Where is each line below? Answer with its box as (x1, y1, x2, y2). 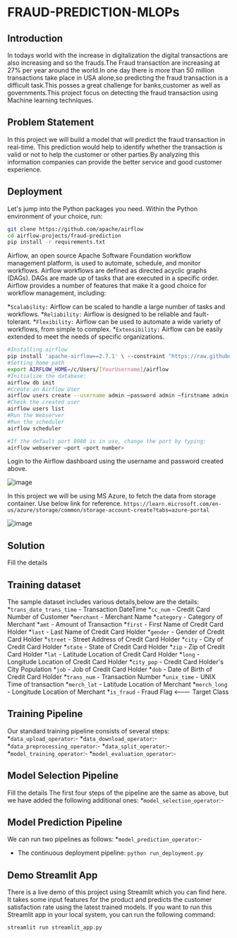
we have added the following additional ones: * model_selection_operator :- (7, 795, 224, 805)
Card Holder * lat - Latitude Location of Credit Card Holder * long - (7, 650, 200, 659)
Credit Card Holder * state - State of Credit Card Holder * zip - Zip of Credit (7, 643, 226, 651)
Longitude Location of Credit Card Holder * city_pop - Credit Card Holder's (7, 658, 224, 666)
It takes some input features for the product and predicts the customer (7, 896, 212, 904)
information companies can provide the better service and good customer (7, 157, 222, 166)
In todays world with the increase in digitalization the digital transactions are (7, 51, 229, 59)
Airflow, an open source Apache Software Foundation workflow (7, 251, 192, 260)
